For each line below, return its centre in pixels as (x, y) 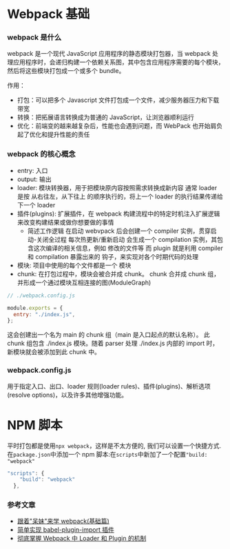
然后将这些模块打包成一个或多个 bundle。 (66, 71)
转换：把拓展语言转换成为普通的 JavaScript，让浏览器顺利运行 (105, 117)
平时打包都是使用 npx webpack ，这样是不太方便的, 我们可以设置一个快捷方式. (114, 446)
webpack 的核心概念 (41, 154)
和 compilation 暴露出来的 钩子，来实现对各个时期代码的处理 (113, 256)
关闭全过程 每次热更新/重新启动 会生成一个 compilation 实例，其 (127, 239)
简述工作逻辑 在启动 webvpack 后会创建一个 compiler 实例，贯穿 (119, 231)
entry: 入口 (32, 170)
